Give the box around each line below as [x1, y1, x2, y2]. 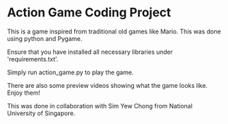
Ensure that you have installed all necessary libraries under [7, 48, 173, 56]
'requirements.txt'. [7, 55, 59, 63]
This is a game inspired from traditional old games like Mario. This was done [7, 27, 221, 35]
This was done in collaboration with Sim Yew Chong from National [7, 102, 193, 110]
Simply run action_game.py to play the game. [7, 68, 134, 76]
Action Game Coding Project [7, 5, 171, 20]
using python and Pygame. [7, 34, 83, 42]
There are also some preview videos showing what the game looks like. [7, 81, 208, 89]
